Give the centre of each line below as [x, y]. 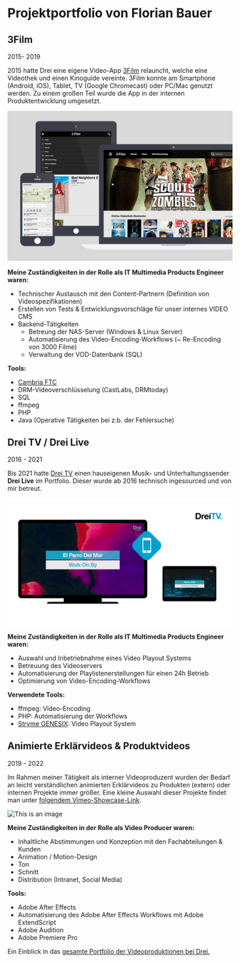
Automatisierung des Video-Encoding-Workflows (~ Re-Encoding [125, 339]
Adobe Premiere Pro [47, 937]
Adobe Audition [41, 929]
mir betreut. [25, 489]
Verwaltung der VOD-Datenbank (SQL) [85, 354]
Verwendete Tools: [36, 694]
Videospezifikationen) [50, 301]
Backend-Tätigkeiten [48, 324]
